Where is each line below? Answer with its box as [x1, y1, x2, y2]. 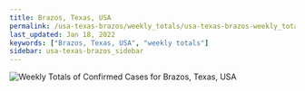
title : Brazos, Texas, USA [9, 13, 112, 23]
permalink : [9, 22, 51, 31]
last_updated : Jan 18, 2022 [9, 30, 116, 39]
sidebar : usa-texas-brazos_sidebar [9, 47, 144, 56]
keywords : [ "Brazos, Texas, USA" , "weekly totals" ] [9, 38, 209, 48]
